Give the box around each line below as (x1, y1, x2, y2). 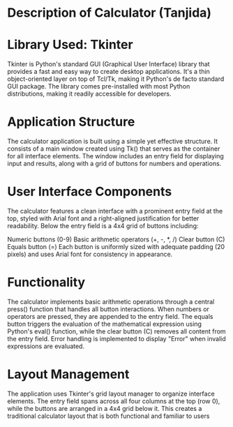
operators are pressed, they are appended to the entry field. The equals (7, 312, 213, 320)
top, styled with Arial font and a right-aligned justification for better (7, 214, 200, 223)
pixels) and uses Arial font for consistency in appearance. (7, 250, 173, 258)
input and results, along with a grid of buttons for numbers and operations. (7, 159, 222, 168)
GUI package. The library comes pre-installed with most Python (7, 82, 190, 91)
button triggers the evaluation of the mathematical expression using (7, 320, 202, 328)
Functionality (7, 274, 86, 290)
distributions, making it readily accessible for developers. (7, 89, 172, 98)
